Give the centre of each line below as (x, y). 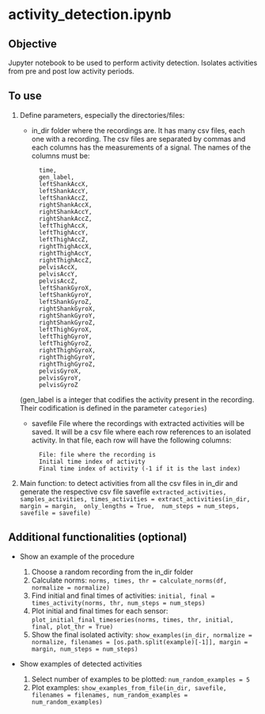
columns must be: (61, 155)
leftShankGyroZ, (65, 302)
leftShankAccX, (64, 184)
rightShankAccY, (65, 211)
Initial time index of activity (92, 461)
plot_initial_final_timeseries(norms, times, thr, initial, (132, 620)
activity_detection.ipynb (90, 15)
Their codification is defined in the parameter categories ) (113, 408)
